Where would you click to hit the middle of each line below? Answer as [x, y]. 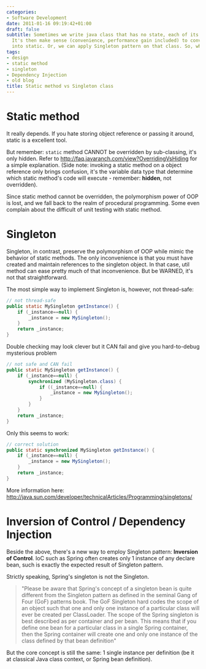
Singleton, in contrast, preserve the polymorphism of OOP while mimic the [100, 251]
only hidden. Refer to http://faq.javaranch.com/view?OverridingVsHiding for [102, 158]
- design [17, 58]
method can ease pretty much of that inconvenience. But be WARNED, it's [100, 271]
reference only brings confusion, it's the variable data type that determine [100, 171]
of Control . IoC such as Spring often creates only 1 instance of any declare [101, 558]
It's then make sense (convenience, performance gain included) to [100, 41]
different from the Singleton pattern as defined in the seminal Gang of [109, 595]
